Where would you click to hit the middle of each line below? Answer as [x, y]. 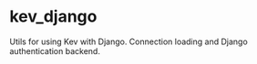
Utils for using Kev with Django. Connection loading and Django [128, 41]
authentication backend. [55, 50]
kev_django [53, 17]
